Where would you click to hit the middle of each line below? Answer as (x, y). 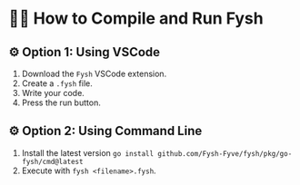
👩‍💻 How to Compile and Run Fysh (136, 19)
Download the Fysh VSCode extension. (94, 73)
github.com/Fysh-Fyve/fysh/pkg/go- (225, 153)
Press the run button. (61, 102)
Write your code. (53, 93)
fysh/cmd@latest (52, 161)
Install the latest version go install (88, 152)
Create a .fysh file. (57, 83)
